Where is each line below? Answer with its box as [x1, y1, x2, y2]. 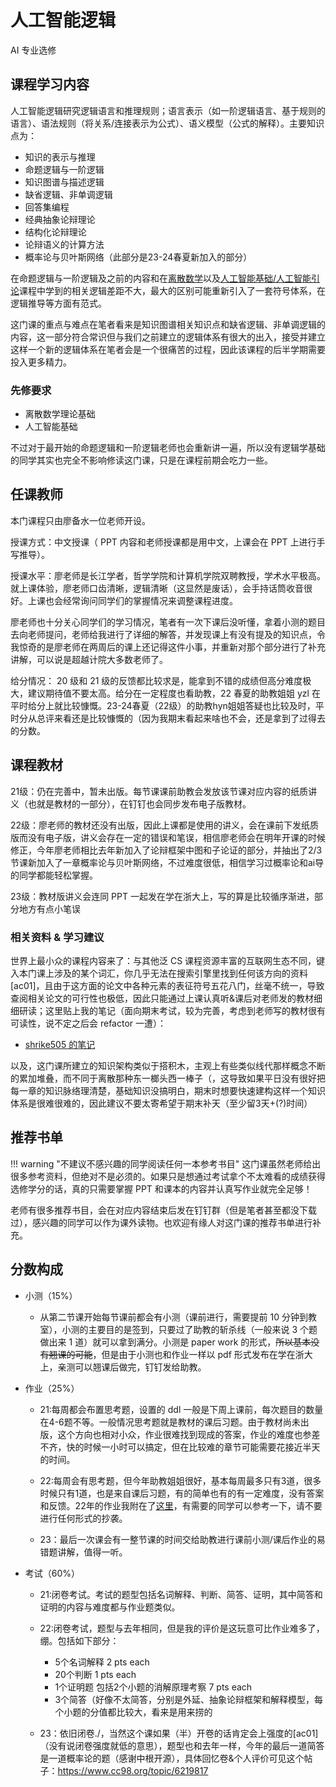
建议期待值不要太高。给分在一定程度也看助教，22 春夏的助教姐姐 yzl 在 [27, 687, 321, 699]
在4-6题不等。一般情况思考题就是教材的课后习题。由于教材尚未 [39, 1416, 301, 1428]
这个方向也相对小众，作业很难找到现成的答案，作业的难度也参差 [57, 1428, 321, 1440]
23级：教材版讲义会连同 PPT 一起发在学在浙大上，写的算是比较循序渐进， [10, 890, 315, 902]
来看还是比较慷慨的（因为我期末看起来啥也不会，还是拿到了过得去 [53, 712, 326, 724]
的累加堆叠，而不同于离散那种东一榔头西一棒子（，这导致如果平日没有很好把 [10, 1072, 326, 1084]
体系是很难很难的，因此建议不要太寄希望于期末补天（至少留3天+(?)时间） [10, 1097, 313, 1109]
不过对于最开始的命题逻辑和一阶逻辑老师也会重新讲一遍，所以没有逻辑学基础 [10, 442, 326, 454]
